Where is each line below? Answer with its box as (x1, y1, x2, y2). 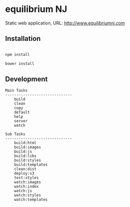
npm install (5, 52, 30, 57)
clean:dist (14, 167, 37, 172)
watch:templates (14, 197, 48, 203)
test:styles (14, 176, 39, 181)
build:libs (14, 154, 37, 159)
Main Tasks (5, 88, 28, 93)
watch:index (14, 184, 39, 189)
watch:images (14, 180, 41, 185)
